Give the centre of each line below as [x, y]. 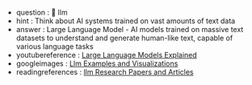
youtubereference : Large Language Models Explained [107, 55]
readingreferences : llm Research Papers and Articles [105, 72]
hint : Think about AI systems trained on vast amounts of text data [126, 21]
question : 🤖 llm [42, 12]
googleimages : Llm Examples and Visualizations [97, 63]
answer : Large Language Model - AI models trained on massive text [130, 29]
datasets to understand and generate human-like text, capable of [124, 38]
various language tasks [55, 47]
